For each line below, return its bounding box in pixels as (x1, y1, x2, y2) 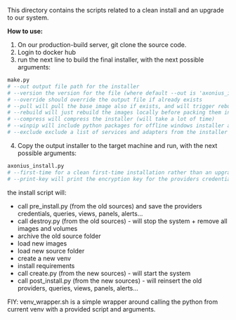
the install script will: (7, 188, 67, 196)
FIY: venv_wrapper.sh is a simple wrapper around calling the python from (7, 298, 218, 306)
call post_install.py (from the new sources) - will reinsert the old (17, 276, 202, 285)
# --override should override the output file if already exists (7, 96, 202, 103)
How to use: (7, 27, 44, 35)
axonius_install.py (7, 162, 65, 169)
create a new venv (17, 254, 72, 262)
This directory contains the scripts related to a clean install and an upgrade (7, 6, 225, 14)
